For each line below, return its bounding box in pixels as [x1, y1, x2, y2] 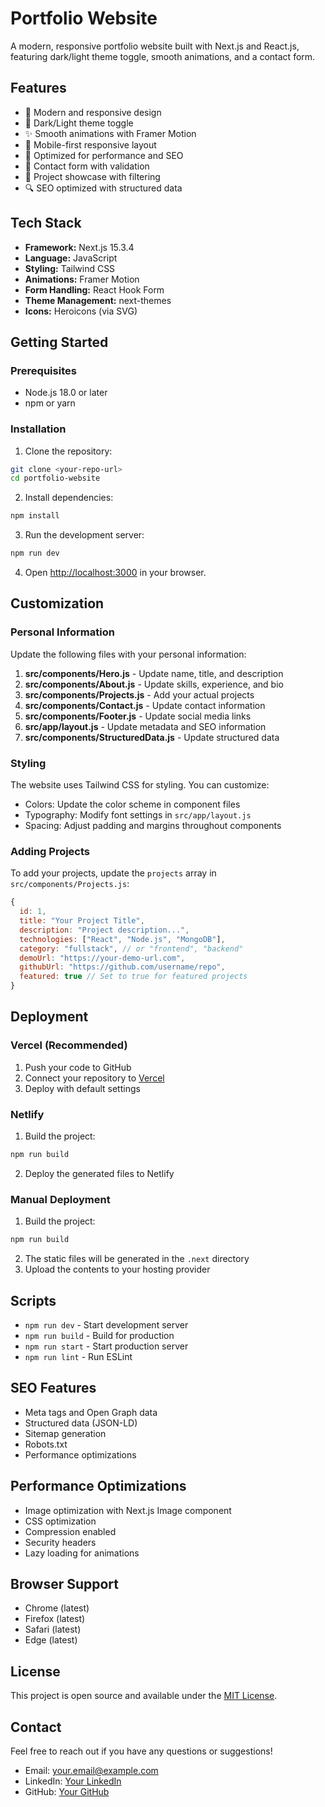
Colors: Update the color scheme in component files [24, 798, 241, 811]
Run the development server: [24, 529, 145, 541]
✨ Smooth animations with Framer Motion [24, 127, 197, 139]
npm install [10, 511, 60, 521]
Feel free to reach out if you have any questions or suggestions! [10, 1745, 273, 1757]
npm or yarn [24, 397, 76, 409]
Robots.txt [24, 1438, 68, 1450]
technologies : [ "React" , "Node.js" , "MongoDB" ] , [19, 934, 226, 944]
